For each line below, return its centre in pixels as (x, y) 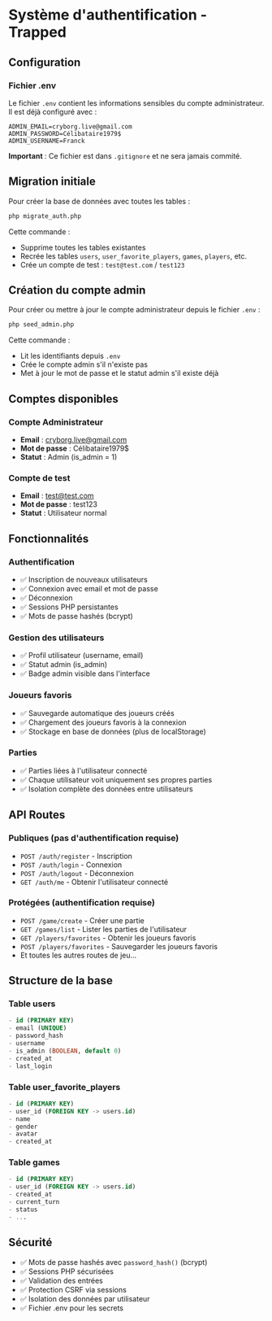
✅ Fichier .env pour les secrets (72, 1308)
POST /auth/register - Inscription (76, 856)
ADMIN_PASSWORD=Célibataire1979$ (65, 133)
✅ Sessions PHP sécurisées (67, 1271)
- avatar (23, 1134)
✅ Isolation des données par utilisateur (85, 1298)
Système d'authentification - (108, 15)
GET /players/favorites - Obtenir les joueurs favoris (108, 938)
